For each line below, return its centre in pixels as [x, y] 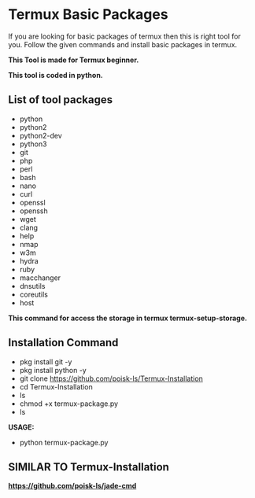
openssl [32, 202]
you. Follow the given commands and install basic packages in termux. [123, 44]
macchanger [40, 278]
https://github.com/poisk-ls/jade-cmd [72, 486]
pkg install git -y [46, 362]
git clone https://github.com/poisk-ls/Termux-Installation [111, 378]
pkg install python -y [53, 370]
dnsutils [32, 286]
